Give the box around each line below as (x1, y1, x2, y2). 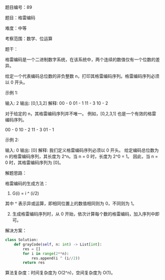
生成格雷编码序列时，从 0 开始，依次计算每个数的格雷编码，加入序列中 (12, 211, 156, 217)
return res (23, 260, 45, 265)
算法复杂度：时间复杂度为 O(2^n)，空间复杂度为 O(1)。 (5, 270, 115, 276)
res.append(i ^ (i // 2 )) (31, 255, 80, 261)
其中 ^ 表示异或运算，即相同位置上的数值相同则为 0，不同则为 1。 (5, 201, 137, 206)
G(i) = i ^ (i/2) (12, 190, 39, 196)
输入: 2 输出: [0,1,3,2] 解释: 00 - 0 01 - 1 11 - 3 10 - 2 (5, 100, 108, 106)
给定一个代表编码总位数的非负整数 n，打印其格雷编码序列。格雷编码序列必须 (5, 73, 160, 79)
